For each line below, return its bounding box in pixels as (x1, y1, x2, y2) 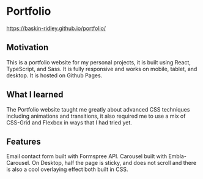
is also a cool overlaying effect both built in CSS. (6, 166, 128, 173)
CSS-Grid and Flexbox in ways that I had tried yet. (6, 118, 133, 126)
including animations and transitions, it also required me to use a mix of (6, 112, 186, 120)
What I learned (6, 89, 64, 100)
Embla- (168, 153, 186, 160)
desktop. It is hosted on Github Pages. (6, 72, 103, 79)
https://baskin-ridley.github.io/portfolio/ (6, 25, 106, 32)
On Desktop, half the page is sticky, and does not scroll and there (31, 159, 197, 167)
